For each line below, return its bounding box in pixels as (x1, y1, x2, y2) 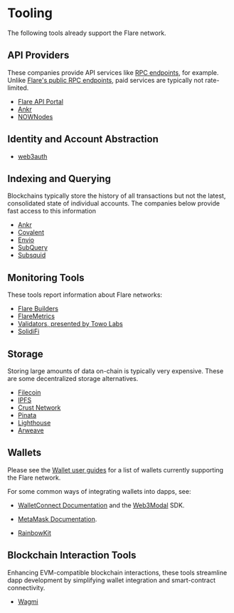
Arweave (17, 426, 44, 435)
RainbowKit (17, 528, 52, 537)
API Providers (7, 49, 70, 61)
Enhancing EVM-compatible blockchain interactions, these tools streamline (7, 568, 228, 577)
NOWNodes (17, 112, 53, 121)
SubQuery (17, 243, 48, 252)
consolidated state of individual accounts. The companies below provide (7, 199, 220, 208)
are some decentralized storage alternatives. (7, 375, 139, 383)
